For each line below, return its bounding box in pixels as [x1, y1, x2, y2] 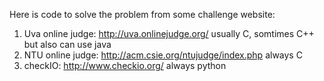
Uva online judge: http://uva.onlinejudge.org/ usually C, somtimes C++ [23, 28, 315, 39]
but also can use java [23, 39, 112, 50]
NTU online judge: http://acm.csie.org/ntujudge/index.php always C [23, 49, 303, 61]
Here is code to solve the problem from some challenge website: [9, 9, 276, 20]
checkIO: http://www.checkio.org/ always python [23, 60, 227, 71]
